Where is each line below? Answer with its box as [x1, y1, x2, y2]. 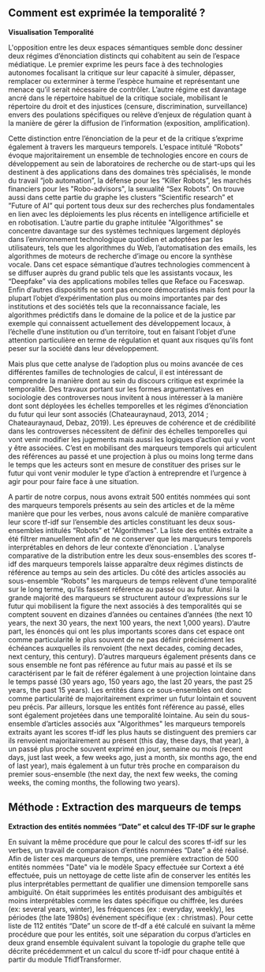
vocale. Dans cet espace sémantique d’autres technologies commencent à [8, 259, 251, 269]
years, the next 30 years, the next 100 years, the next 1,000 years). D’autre [8, 618, 251, 627]
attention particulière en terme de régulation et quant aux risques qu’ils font [8, 335, 254, 345]
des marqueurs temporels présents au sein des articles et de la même [8, 500, 235, 509]
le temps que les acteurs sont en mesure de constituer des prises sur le [8, 460, 241, 469]
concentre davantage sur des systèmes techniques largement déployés [8, 225, 241, 236]
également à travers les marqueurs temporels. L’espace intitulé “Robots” [8, 142, 243, 151]
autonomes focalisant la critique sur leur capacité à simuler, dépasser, [8, 67, 236, 78]
